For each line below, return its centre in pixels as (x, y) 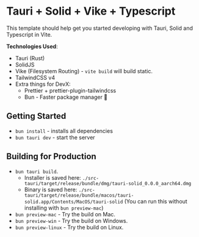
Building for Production (51, 157)
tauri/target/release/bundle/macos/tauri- (79, 195)
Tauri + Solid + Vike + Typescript (91, 11)
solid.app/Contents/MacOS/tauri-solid (74, 202)
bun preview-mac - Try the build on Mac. (65, 214)
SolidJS (25, 65)
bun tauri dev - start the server (55, 137)
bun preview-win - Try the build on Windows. (71, 221)
